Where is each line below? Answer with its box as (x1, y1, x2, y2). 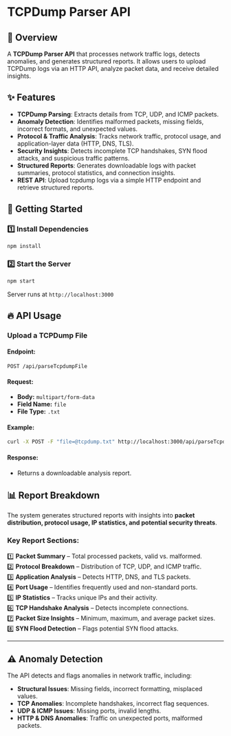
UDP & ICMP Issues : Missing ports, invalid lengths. (16, 707, 162, 715)
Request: (7, 377, 34, 386)
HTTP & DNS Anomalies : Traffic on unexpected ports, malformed (16, 714, 203, 722)
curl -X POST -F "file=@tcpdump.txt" (7, 438, 115, 445)
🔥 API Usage (7, 309, 62, 321)
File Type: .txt (16, 407, 60, 416)
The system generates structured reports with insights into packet (7, 511, 195, 520)
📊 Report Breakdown (7, 489, 100, 501)
